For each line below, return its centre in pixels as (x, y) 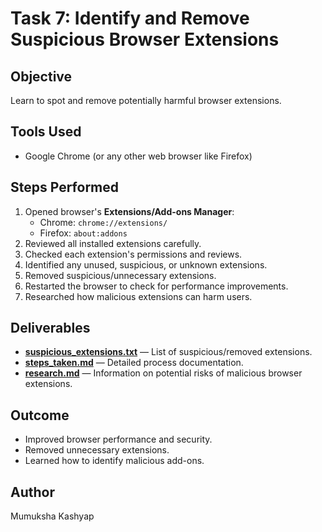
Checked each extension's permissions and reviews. (133, 254)
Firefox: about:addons (83, 233)
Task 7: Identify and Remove (130, 18)
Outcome (40, 415)
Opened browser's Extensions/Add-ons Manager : (129, 211)
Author (32, 492)
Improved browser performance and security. (118, 439)
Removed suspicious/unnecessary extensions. (120, 275)
